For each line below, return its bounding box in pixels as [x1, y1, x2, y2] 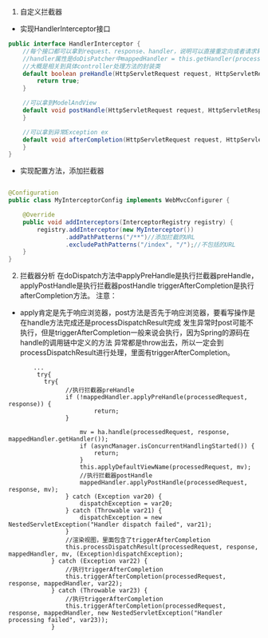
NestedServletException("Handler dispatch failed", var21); [8, 520, 213, 529]
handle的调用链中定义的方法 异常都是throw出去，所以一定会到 [19, 338, 224, 348]
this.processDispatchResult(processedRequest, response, [65, 543, 259, 552]
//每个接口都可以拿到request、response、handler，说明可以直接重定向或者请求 [22, 47, 257, 55]
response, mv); [8, 486, 59, 494]
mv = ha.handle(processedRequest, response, [79, 429, 230, 437]
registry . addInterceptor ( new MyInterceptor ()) [37, 225, 195, 233]
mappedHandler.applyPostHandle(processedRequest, [79, 479, 248, 487]
